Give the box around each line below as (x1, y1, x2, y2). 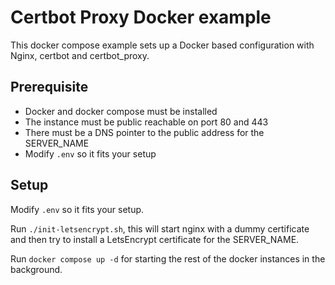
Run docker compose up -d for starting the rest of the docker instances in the (10, 252, 326, 265)
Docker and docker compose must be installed (24, 105, 218, 117)
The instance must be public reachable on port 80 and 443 (24, 116, 269, 128)
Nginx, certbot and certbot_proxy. (10, 49, 150, 61)
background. (10, 263, 63, 275)
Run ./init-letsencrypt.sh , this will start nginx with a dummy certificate (10, 222, 310, 235)
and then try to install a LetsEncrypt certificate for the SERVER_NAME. (10, 233, 300, 245)
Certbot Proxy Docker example (10, 6, 272, 29)
